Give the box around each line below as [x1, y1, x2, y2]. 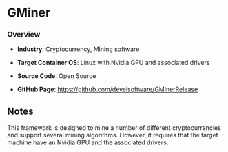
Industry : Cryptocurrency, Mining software [17, 45, 140, 53]
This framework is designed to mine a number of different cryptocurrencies [7, 124, 222, 132]
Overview [7, 30, 41, 39]
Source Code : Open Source [17, 72, 96, 80]
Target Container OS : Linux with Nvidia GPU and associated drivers [17, 59, 210, 67]
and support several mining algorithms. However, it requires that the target [7, 131, 218, 140]
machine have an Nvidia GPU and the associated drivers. [7, 138, 169, 146]
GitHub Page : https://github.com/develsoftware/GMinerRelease [17, 85, 198, 94]
